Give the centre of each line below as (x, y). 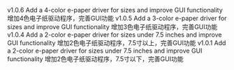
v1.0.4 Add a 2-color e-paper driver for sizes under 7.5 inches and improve (115, 35)
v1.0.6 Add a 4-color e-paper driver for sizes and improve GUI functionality (115, 10)
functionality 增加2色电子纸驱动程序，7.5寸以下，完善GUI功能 (95, 59)
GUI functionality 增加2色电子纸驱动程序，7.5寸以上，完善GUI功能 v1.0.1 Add (117, 43)
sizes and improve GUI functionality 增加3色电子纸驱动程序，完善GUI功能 (112, 27)
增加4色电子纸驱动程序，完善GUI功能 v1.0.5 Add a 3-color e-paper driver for (117, 18)
